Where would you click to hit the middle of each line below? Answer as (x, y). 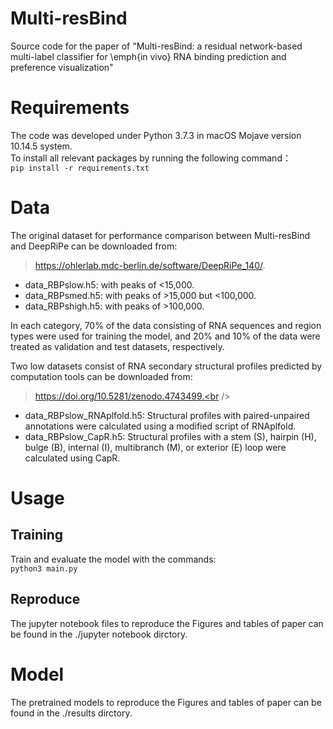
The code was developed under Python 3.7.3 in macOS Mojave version (156, 135)
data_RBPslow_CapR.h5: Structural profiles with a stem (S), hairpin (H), (170, 436)
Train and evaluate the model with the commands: (113, 559)
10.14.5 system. (41, 146)
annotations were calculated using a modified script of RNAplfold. (160, 426)
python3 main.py (44, 568)
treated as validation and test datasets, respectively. (117, 346)
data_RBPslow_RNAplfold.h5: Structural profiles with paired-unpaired (167, 415)
